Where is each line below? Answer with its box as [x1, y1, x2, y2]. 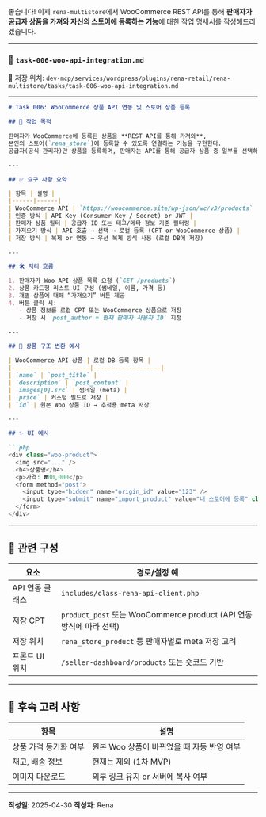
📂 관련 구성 [8, 541, 59, 555]
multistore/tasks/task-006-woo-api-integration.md [8, 82, 179, 90]
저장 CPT [12, 615, 45, 626]
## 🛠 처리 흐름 [8, 262, 54, 271]
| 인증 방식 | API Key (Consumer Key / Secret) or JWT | [8, 212, 194, 220]
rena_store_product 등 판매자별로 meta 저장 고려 [60, 636, 237, 647]
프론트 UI [12, 651, 45, 662]
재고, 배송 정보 [12, 756, 63, 767]
